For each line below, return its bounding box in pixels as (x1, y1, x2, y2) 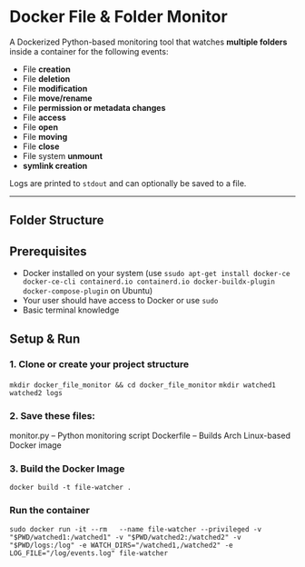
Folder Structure (9, 213, 104, 228)
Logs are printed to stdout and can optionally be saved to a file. (9, 177, 247, 188)
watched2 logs (9, 388, 64, 397)
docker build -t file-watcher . (9, 483, 132, 492)
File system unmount (22, 150, 103, 161)
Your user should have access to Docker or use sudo (22, 295, 219, 306)
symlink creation (22, 160, 88, 171)
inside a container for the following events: (9, 45, 169, 56)
